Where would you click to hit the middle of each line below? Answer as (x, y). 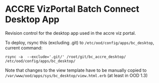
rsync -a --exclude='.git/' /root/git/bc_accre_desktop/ (66, 57)
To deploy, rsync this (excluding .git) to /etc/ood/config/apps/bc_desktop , (80, 42)
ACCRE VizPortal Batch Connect (72, 9)
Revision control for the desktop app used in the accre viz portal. (70, 33)
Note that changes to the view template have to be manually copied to (76, 70)
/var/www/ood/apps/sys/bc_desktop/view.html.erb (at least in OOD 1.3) (77, 75)
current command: (24, 48)
